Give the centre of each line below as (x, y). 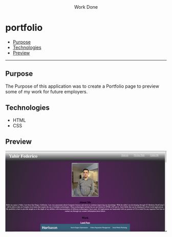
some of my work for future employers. (47, 91)
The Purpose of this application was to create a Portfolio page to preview (82, 86)
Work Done (86, 7)
